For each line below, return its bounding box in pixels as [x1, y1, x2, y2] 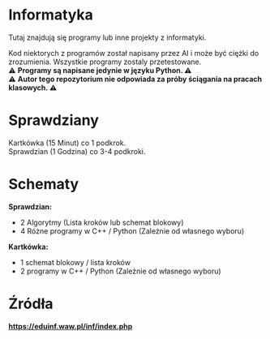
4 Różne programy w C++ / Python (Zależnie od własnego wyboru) [19, 225, 245, 236]
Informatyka [8, 6, 93, 24]
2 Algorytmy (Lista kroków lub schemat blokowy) [19, 217, 184, 227]
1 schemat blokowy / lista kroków [19, 257, 131, 267]
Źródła [8, 294, 54, 313]
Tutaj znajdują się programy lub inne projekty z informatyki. [8, 32, 207, 42]
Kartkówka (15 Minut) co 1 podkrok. [8, 138, 126, 148]
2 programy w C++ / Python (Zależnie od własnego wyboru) [19, 266, 221, 276]
